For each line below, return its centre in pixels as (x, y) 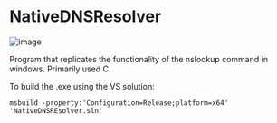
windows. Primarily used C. (60, 69)
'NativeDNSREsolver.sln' (56, 110)
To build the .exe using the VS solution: (82, 86)
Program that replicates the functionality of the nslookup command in (139, 59)
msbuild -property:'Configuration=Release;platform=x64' (119, 103)
